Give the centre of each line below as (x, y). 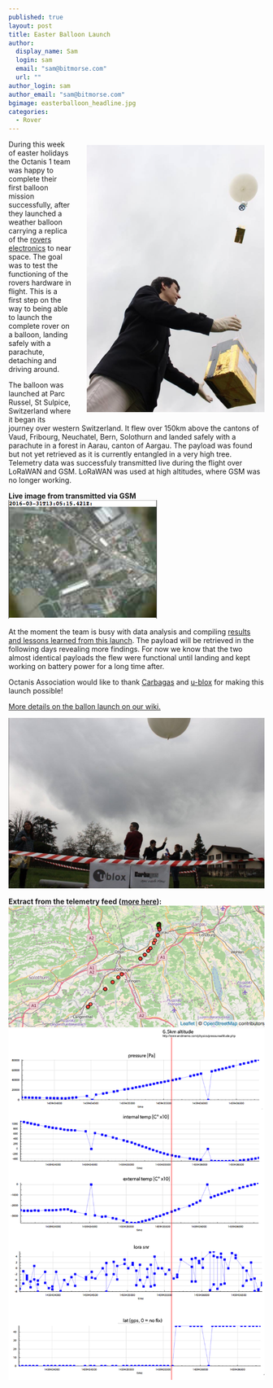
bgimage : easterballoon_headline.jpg (72, 103)
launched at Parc (37, 394)
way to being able (38, 309)
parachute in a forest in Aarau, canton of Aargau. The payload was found (130, 446)
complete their (33, 179)
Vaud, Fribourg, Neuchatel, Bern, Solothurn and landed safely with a (122, 437)
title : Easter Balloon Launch (60, 34)
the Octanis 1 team (39, 162)
